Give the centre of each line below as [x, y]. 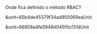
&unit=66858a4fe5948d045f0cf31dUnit [47, 27]
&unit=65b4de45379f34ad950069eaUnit [48, 17]
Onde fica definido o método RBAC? [43, 7]
